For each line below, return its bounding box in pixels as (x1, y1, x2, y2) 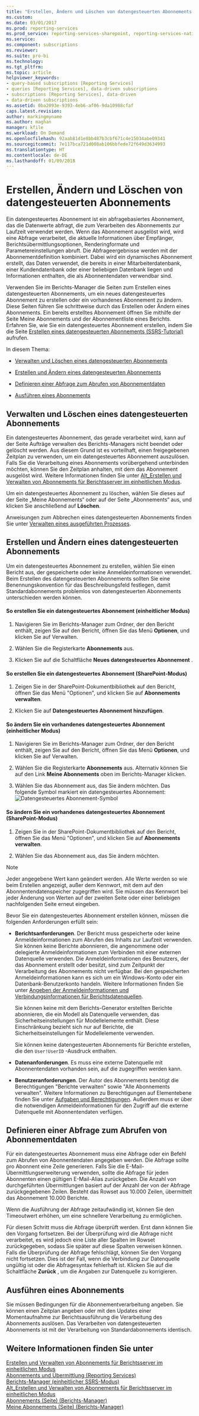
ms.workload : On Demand (6, 130, 65, 137)
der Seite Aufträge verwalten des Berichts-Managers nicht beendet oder (6, 441, 183, 447)
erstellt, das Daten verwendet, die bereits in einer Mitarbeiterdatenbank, (6, 259, 182, 267)
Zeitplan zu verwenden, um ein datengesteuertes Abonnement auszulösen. (6, 453, 190, 460)
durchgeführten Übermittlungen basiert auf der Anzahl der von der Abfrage (6, 1182, 191, 1189)
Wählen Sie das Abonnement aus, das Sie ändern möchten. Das (14, 782, 171, 790)
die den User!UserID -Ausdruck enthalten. (14, 1047, 117, 1054)
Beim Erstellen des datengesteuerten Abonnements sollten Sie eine (6, 575, 171, 582)
